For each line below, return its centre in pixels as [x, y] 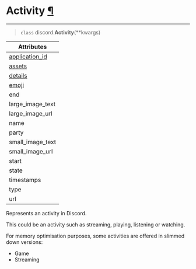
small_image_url [31, 151]
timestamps [25, 180]
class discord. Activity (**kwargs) [60, 32]
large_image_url [31, 113]
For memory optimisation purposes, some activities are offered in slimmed [95, 236]
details [18, 75]
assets [18, 66]
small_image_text [33, 142]
